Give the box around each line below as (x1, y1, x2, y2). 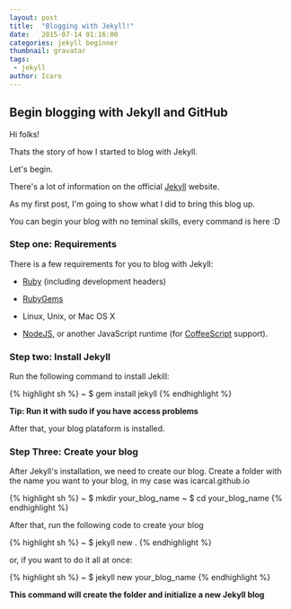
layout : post (9, 13, 58, 22)
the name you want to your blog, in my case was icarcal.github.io (9, 475, 250, 486)
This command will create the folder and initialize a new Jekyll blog (9, 589, 265, 600)
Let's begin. (9, 163, 54, 174)
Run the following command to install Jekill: (9, 371, 170, 382)
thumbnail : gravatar (9, 47, 87, 56)
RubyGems (22, 293, 64, 304)
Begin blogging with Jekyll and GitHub (9, 105, 228, 120)
